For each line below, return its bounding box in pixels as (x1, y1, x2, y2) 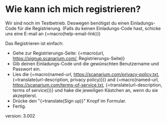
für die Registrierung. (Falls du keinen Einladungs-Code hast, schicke (17, 25, 161, 31)
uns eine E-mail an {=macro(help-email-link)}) (5, 30, 101, 36)
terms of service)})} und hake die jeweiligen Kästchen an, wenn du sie (12, 87, 158, 93)
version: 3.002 (5, 112, 35, 118)
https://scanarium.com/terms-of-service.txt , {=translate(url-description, (12, 81, 162, 88)
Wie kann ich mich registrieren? (5, 3, 141, 15)
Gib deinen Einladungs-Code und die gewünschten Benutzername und (12, 60, 159, 66)
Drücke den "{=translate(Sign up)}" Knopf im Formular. (12, 97, 127, 103)
